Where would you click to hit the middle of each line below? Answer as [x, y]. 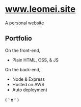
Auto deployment [30, 90]
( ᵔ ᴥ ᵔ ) [12, 100]
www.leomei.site [40, 9]
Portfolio [19, 38]
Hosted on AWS [28, 84]
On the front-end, [23, 50]
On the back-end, [23, 69]
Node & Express [28, 79]
